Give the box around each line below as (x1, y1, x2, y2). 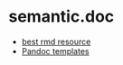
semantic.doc (8, 6, 115, 27)
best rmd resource (21, 36, 91, 47)
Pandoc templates (21, 45, 90, 56)
